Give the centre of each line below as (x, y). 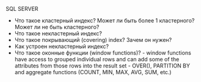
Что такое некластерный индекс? (58, 33)
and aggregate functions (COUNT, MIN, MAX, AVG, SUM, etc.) (93, 72)
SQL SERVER (22, 9)
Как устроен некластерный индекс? (62, 46)
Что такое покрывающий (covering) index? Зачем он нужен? (93, 40)
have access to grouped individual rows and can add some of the (97, 59)
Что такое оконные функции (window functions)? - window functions (103, 53)
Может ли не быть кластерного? (57, 27)
